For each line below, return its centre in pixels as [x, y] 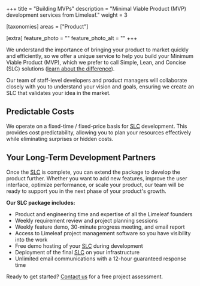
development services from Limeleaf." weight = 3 [67, 15]
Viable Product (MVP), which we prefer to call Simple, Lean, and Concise [96, 62]
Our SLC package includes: [41, 202]
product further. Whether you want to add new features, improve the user [97, 178]
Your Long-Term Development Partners [81, 158]
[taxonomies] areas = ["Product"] [47, 27]
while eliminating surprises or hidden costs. [60, 139]
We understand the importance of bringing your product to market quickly [97, 50]
